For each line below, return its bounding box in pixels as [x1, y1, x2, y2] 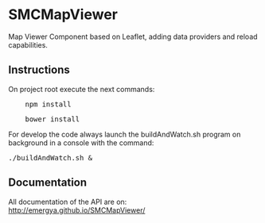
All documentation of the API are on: [8, 197, 127, 206]
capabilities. [8, 40, 48, 49]
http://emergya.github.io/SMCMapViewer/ [8, 205, 146, 215]
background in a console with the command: [8, 137, 154, 148]
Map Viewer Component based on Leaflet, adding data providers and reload [8, 32, 258, 41]
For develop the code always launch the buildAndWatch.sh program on [8, 129, 241, 139]
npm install [25, 99, 72, 109]
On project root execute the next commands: [8, 84, 155, 94]
